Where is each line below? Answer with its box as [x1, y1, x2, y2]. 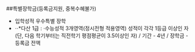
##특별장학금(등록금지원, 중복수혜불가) [6, 5, 96, 12]
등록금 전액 [14, 40, 41, 46]
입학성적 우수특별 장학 [14, 18, 67, 25]
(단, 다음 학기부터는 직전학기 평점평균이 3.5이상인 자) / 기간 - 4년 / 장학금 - [14, 32, 188, 39]
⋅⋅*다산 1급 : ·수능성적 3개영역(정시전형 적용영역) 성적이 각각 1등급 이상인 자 [14, 25, 189, 32]
